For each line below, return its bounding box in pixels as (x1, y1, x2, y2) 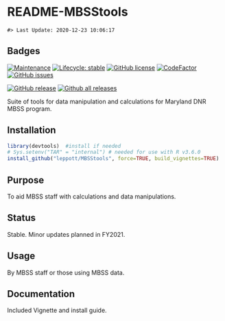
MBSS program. (7, 104, 52, 113)
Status (7, 212, 36, 224)
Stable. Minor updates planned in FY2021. (7, 230, 126, 238)
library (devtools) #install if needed (7, 142, 121, 149)
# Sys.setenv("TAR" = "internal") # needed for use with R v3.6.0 (7, 149, 201, 156)
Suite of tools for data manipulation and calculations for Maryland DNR (7, 97, 206, 105)
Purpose (7, 174, 45, 185)
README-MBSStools (7, 4, 128, 20)
